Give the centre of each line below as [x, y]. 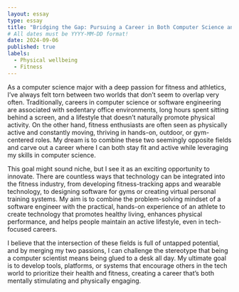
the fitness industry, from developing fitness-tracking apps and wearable [115, 184]
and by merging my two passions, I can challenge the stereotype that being [118, 250]
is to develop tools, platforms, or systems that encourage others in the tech [117, 265]
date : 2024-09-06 [33, 40]
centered [21, 140]
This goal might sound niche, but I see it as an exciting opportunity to [108, 168]
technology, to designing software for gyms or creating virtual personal [112, 191]
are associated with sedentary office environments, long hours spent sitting [118, 109]
